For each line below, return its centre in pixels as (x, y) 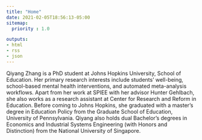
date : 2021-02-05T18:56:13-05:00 (48, 17)
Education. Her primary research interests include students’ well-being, (95, 79)
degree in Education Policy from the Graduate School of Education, (90, 111)
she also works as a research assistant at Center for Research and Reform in (101, 99)
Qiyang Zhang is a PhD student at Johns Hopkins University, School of (94, 73)
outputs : (17, 40)
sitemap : (17, 23)
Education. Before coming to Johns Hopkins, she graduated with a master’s (100, 105)
